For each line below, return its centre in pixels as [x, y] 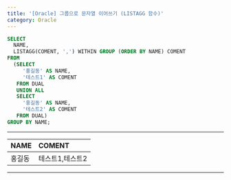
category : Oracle [32, 20]
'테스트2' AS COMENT [49, 110]
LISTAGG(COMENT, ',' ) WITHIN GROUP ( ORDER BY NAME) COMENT [100, 52]
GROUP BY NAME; [29, 122]
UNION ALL [30, 90]
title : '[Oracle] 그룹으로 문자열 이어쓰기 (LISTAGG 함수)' [86, 13]
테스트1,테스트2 [63, 158]
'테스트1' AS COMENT [49, 77]
